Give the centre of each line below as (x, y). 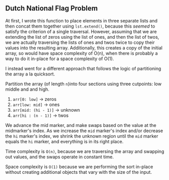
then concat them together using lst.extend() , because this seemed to (80, 26)
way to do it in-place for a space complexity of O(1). (60, 59)
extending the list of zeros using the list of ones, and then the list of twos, (82, 37)
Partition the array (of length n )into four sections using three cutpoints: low (83, 84)
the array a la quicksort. (30, 74)
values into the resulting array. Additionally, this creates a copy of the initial (84, 47)
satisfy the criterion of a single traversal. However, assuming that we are (81, 31)
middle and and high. (27, 89)
